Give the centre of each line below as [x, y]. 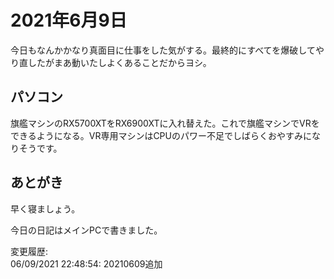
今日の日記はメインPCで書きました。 [86, 230]
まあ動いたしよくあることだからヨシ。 [132, 62]
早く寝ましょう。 [45, 208]
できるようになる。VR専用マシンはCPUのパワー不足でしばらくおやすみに [161, 135]
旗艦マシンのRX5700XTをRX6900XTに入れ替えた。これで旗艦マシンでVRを [165, 123]
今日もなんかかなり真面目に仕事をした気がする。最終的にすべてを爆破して [163, 50]
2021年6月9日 [69, 20]
